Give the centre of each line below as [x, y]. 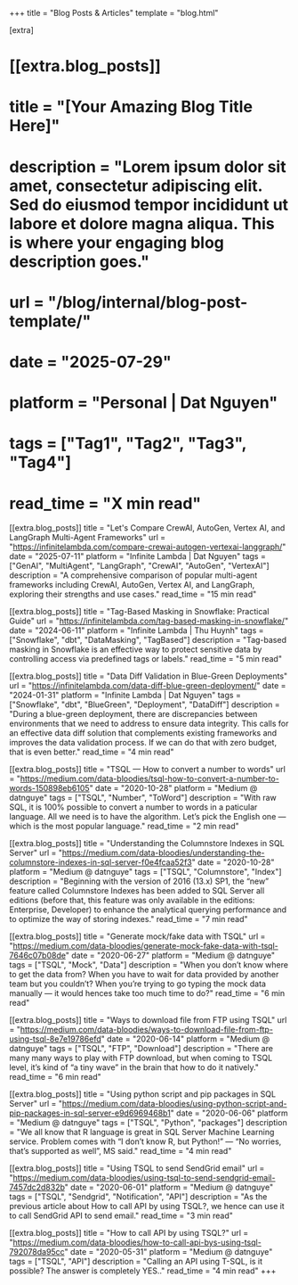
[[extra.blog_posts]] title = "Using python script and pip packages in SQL [143, 1094]
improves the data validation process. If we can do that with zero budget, [143, 743]
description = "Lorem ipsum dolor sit [148, 166]
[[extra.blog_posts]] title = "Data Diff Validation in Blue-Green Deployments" [149, 676]
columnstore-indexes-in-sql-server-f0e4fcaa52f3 [101, 862]
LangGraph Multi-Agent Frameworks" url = [88, 538]
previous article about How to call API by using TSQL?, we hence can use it [147, 1207]
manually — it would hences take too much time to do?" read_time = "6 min [147, 993]
